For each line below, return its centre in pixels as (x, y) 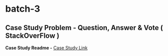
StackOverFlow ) (32, 35)
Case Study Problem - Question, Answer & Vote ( (84, 28)
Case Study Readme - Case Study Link (47, 48)
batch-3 (23, 9)
